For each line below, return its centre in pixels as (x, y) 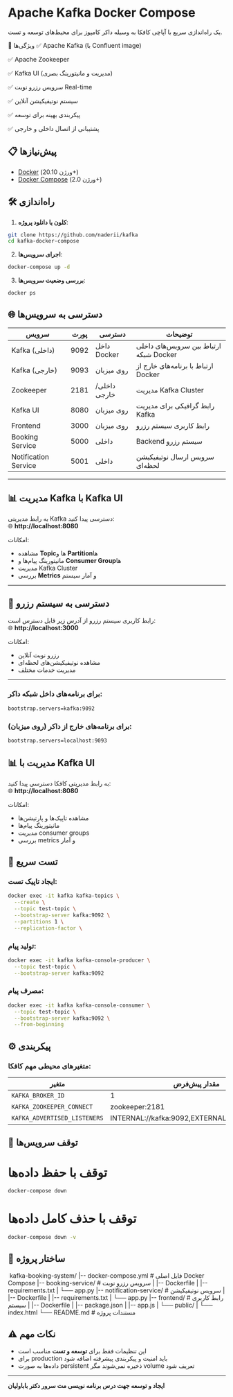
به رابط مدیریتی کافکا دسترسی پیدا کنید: (59, 783)
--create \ (30, 903)
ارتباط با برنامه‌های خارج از (175, 365)
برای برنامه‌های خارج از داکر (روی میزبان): (70, 726)
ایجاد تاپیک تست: (33, 881)
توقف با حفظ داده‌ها (58, 1172)
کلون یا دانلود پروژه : (43, 222)
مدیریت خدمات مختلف (47, 670)
